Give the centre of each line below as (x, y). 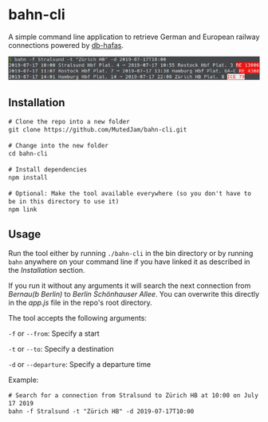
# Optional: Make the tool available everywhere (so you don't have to (130, 194)
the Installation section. (47, 270)
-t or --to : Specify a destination (61, 349)
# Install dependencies (48, 170)
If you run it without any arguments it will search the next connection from (130, 286)
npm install (28, 178)
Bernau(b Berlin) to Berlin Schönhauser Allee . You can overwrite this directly (134, 294)
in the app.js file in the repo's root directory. (81, 302)
